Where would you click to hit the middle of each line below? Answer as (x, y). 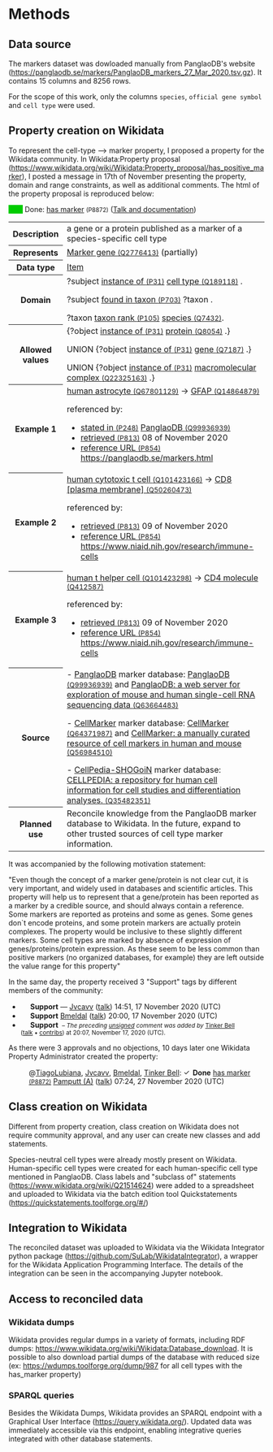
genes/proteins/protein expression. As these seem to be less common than (134, 948)
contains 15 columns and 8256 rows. (70, 81)
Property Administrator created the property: (83, 1056)
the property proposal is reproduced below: (81, 193)
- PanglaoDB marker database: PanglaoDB (148, 674)
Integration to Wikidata (68, 1228)
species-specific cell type (117, 238)
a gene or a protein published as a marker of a (154, 228)
